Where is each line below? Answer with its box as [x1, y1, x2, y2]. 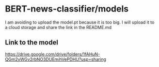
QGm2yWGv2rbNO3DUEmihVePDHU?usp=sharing [5, 56, 107, 62]
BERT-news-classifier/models [5, 3, 129, 14]
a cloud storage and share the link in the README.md [5, 24, 112, 30]
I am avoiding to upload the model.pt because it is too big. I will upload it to [5, 19, 155, 25]
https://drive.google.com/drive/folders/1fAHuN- [5, 51, 100, 57]
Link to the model [5, 39, 58, 47]
